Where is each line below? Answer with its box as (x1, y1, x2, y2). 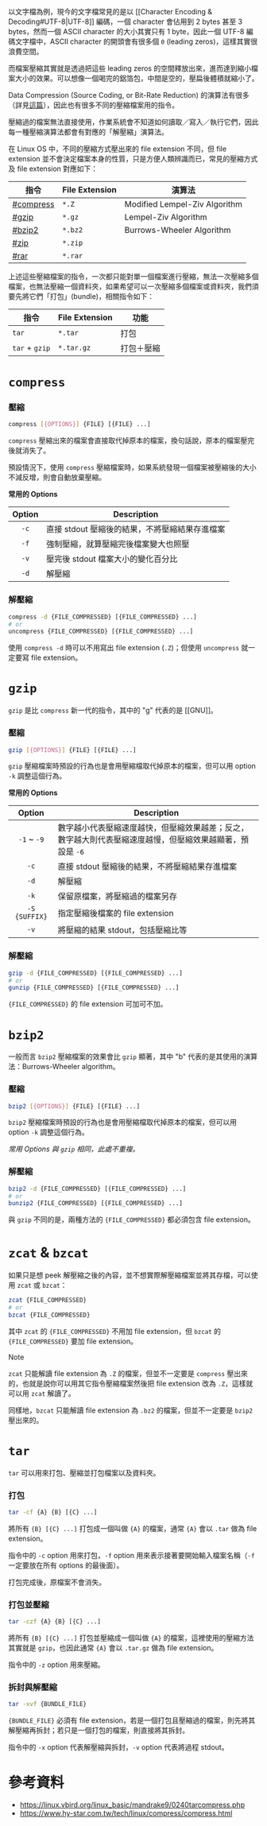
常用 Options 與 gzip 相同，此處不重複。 (8, 1144, 140, 1154)
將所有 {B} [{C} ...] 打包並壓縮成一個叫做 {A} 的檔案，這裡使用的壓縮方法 (8, 1633, 254, 1643)
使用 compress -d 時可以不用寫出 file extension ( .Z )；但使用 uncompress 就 (8, 643, 249, 653)
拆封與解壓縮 (8, 1682, 58, 1693)
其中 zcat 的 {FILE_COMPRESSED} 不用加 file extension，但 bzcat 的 (8, 1326, 221, 1336)
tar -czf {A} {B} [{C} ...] (8, 1618, 102, 1626)
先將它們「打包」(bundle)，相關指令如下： (14, 292, 155, 300)
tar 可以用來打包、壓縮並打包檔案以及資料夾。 (8, 1467, 161, 1477)
